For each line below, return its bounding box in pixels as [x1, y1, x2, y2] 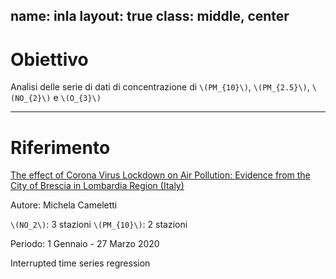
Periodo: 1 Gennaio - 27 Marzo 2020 [10, 238, 160, 250]
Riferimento [10, 136, 111, 159]
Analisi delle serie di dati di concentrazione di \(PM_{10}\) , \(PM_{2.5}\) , [10, 81, 310, 93]
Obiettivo [10, 48, 89, 71]
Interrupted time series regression [10, 257, 151, 269]
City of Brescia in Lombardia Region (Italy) [10, 180, 185, 192]
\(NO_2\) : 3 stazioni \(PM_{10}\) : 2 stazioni [10, 219, 188, 231]
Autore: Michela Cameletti [10, 199, 118, 211]
